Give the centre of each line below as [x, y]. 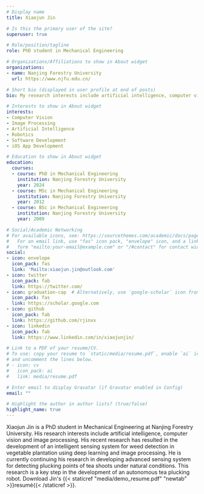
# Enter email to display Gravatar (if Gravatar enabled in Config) [95, 387]
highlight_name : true [34, 410]
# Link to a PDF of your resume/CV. [53, 348]
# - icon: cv [23, 365]
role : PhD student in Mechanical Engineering [65, 51]
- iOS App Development [35, 146]
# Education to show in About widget [54, 157]
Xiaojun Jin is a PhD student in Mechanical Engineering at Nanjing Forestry [100, 427]
